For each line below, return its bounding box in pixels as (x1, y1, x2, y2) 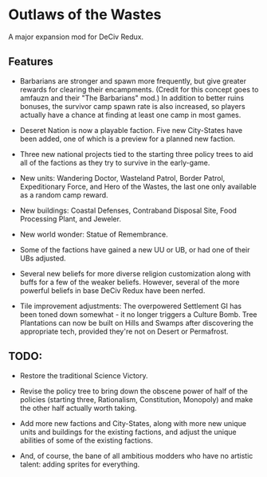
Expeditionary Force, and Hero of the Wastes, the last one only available (19, 182, 257, 191)
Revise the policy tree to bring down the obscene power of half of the (19, 386, 249, 396)
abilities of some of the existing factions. (19, 436, 153, 445)
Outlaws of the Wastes (8, 6, 162, 24)
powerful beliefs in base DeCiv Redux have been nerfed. (19, 285, 206, 295)
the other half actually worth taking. (19, 403, 137, 412)
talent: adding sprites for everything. (19, 459, 140, 469)
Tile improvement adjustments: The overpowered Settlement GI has (19, 301, 241, 311)
